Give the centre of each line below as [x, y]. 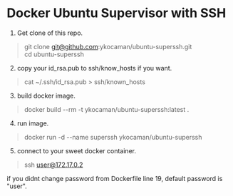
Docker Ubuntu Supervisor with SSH [116, 13]
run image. [33, 123]
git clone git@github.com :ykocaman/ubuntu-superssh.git [108, 46]
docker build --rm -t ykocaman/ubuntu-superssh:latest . [107, 109]
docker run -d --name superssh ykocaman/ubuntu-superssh [113, 137]
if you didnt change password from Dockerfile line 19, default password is [115, 178]
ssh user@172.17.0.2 [53, 165]
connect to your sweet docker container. [77, 150]
